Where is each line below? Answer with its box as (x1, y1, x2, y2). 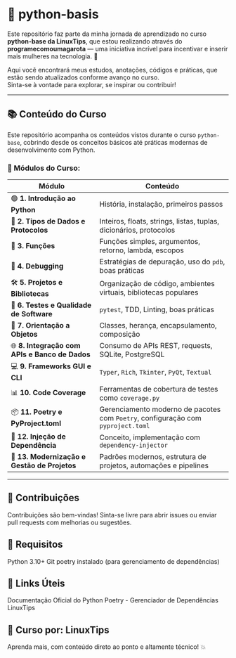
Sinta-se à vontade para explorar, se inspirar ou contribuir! (7, 80, 177, 89)
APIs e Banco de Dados (11, 349, 91, 359)
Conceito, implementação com (99, 432, 201, 442)
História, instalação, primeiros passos (99, 199, 223, 209)
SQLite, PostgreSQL (99, 349, 165, 359)
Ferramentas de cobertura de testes (99, 385, 218, 394)
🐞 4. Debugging (11, 262, 64, 271)
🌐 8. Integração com (11, 341, 81, 351)
